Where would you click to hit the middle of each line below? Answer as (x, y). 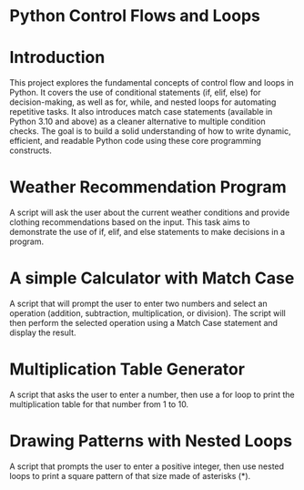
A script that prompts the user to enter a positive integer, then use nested (147, 466)
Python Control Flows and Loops (135, 16)
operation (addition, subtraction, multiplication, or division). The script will (148, 313)
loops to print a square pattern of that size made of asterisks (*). (130, 475)
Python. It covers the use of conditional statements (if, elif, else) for (135, 93)
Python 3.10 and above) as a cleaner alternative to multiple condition (137, 122)
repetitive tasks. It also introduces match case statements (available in (141, 112)
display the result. (43, 332)
